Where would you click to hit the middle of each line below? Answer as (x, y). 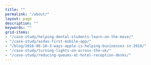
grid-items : (17, 32)
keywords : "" (19, 28)
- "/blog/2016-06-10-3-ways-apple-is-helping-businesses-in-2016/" (76, 46)
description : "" (22, 23)
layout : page (19, 19)
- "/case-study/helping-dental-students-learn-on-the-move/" (69, 37)
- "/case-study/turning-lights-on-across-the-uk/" (58, 50)
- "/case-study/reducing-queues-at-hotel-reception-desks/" (68, 55)
